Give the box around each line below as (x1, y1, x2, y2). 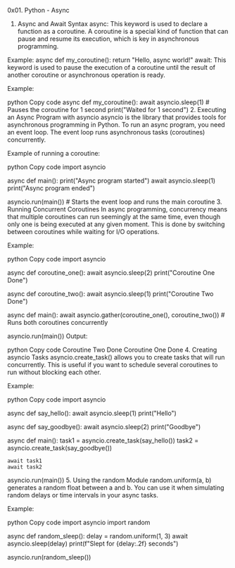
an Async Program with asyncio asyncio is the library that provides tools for (7, 113, 227, 121)
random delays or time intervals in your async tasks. (7, 491, 159, 499)
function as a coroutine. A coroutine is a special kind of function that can (17, 27, 229, 35)
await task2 (7, 464, 42, 471)
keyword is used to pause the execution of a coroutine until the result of (7, 63, 216, 71)
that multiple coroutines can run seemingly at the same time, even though (7, 213, 221, 221)
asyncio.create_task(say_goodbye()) (7, 444, 113, 452)
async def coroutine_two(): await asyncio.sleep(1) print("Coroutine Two (7, 290, 214, 298)
